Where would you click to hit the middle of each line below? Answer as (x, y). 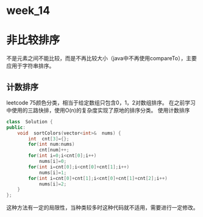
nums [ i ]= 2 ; (53, 184)
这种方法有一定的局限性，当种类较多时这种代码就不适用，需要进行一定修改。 (102, 208)
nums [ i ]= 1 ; (53, 173)
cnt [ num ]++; (54, 150)
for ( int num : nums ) (52, 144)
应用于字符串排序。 (30, 66)
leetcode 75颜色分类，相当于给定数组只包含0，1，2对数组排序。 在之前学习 (101, 102)
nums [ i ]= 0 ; (53, 162)
